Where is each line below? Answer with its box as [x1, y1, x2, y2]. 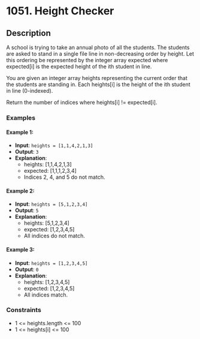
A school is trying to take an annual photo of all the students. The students [6, 44, 190, 51]
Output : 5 [14, 207, 39, 214]
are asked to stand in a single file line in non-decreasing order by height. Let [6, 50, 195, 57]
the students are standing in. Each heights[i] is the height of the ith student [6, 81, 190, 88]
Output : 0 [14, 265, 39, 273]
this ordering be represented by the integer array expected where [6, 57, 168, 63]
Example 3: [6, 246, 35, 253]
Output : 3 [14, 148, 39, 155]
